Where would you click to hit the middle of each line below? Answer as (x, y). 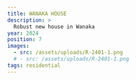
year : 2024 (23, 33)
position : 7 (24, 40)
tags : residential (34, 65)
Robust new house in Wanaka (54, 26)
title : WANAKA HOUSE (37, 14)
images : (18, 46)
